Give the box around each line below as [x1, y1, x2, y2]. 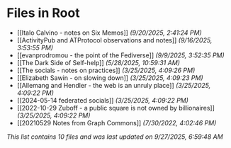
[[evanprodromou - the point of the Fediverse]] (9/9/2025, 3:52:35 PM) [16, 51, 225, 59]
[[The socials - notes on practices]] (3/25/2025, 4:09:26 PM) [16, 66, 196, 74]
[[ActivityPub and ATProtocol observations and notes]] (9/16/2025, [16, 35, 213, 44]
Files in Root [6, 5, 80, 21]
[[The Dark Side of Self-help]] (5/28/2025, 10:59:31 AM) [16, 58, 180, 67]
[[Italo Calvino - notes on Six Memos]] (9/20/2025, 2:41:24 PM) [16, 28, 203, 37]
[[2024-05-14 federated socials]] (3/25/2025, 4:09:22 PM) [16, 96, 189, 104]
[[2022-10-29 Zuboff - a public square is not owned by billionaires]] [16, 103, 215, 112]
